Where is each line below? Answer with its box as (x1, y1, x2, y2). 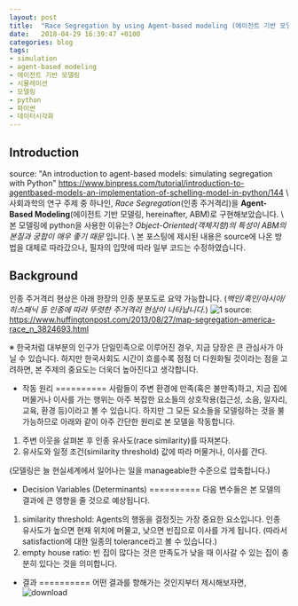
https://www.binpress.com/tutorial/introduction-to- (58, 177, 245, 188)
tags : (9, 46, 29, 55)
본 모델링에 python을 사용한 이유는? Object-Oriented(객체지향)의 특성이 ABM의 (9, 219, 286, 231)
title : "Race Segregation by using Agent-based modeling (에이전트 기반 (9, 21, 277, 30)
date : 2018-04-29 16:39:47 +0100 (9, 29, 141, 38)
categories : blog (9, 37, 74, 47)
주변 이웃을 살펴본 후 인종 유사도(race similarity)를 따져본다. (21, 435, 231, 445)
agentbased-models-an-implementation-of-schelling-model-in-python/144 (9, 187, 284, 198)
